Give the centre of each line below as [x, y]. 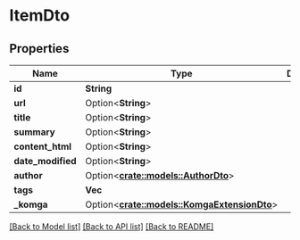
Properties [39, 49]
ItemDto [39, 16]
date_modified [46, 161]
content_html [43, 146]
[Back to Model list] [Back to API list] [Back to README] [112, 227]
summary [34, 132]
